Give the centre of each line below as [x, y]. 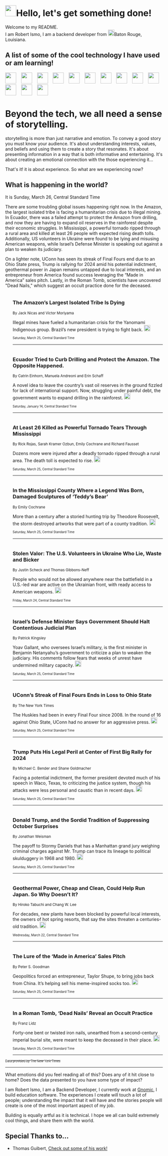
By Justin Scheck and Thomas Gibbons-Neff [51, 570]
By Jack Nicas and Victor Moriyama [43, 313]
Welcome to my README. [32, 27]
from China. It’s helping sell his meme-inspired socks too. [71, 983]
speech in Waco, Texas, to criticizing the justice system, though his [81, 783]
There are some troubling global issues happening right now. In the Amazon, [84, 206]
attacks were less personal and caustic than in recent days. [73, 790]
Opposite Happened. [38, 365]
